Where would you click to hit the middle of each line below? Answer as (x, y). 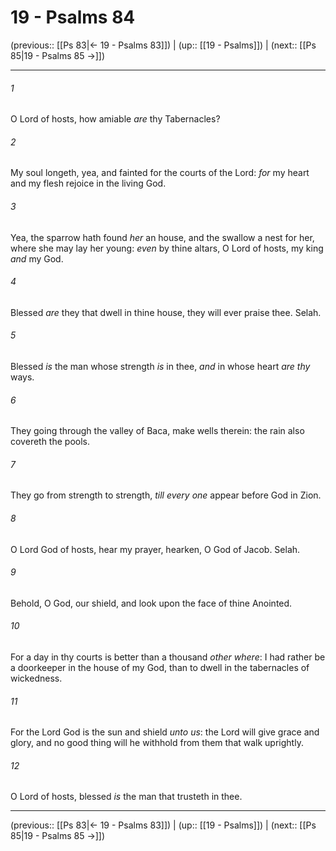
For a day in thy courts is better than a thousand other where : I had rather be (168, 657)
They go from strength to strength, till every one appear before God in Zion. (166, 495)
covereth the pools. (50, 442)
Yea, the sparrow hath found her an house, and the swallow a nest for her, (162, 237)
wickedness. (36, 678)
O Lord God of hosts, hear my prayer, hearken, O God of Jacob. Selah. (155, 549)
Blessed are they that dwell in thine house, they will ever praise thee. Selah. (166, 312)
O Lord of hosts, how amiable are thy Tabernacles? (115, 119)
